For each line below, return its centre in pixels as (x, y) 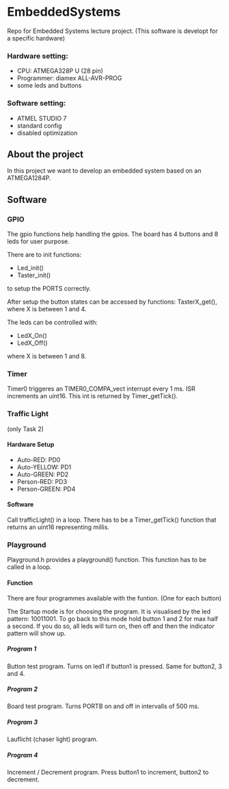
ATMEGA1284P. (29, 178)
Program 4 (23, 755)
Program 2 (22, 689)
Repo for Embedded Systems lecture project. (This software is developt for (112, 31)
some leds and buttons (49, 86)
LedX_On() (32, 336)
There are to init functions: (44, 255)
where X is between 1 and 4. (47, 309)
